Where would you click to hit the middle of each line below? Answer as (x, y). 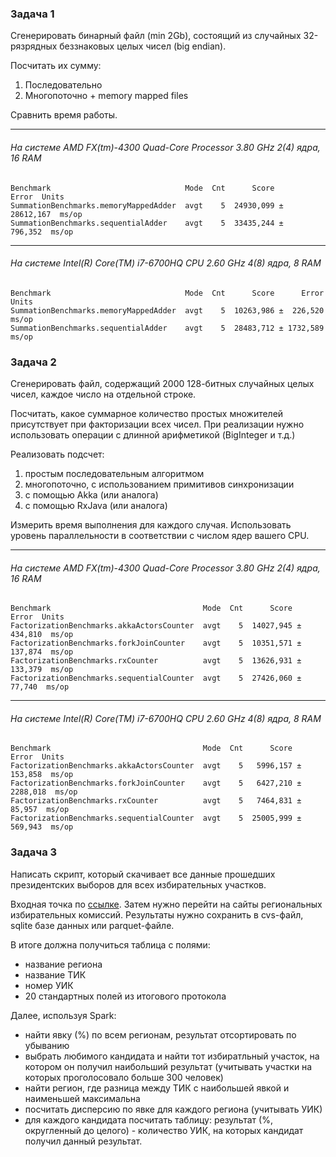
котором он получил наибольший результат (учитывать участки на (168, 1066)
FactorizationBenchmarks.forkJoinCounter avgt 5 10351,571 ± (156, 643)
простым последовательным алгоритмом (114, 473)
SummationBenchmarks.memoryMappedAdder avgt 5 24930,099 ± (147, 205)
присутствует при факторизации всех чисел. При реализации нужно (157, 424)
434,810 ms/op (42, 635)
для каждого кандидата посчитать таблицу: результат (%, (148, 1119)
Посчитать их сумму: (56, 66)
